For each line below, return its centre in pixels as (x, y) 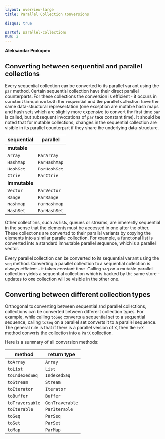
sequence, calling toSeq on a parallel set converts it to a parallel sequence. (81, 322)
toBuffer (18, 396)
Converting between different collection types (78, 294)
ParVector (49, 190)
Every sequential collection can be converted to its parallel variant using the (82, 85)
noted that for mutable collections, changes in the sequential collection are (81, 122)
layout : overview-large (30, 10)
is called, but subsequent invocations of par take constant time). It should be (83, 117)
